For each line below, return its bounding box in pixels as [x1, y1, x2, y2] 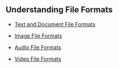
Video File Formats [14, 55, 62, 62]
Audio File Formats [14, 44, 62, 51]
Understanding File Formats [5, 5, 113, 15]
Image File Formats [14, 32, 63, 39]
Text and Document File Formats [14, 20, 96, 27]
